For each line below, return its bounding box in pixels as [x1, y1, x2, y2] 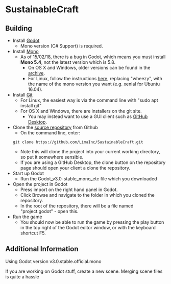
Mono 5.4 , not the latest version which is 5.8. [20, 59, 116, 65]
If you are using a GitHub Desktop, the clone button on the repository [20, 159, 166, 165]
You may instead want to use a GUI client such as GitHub [28, 113, 148, 120]
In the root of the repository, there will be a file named [20, 203, 134, 209]
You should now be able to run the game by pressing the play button [20, 219, 164, 225]
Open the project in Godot [12, 181, 68, 187]
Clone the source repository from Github [12, 124, 98, 130]
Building [5, 24, 32, 33]
